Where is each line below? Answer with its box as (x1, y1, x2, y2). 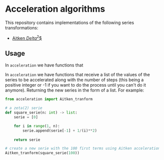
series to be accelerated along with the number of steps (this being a (5, 77, 144, 83)
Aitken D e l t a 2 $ (12, 34, 42, 41)
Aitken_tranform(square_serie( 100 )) (5, 151, 80, 156)
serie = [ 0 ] (14, 115, 38, 120)
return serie (14, 137, 41, 142)
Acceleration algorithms (5, 3, 105, 15)
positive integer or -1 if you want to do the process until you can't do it (5, 82, 146, 88)
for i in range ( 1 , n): (14, 123, 60, 128)
